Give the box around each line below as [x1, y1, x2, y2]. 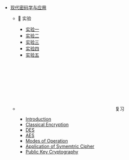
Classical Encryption [25, 122, 69, 127]
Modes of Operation [25, 138, 68, 144]
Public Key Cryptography [25, 149, 78, 155]
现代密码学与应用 [10, 5, 47, 10]
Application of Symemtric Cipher [25, 143, 95, 149]
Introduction [25, 116, 51, 122]
